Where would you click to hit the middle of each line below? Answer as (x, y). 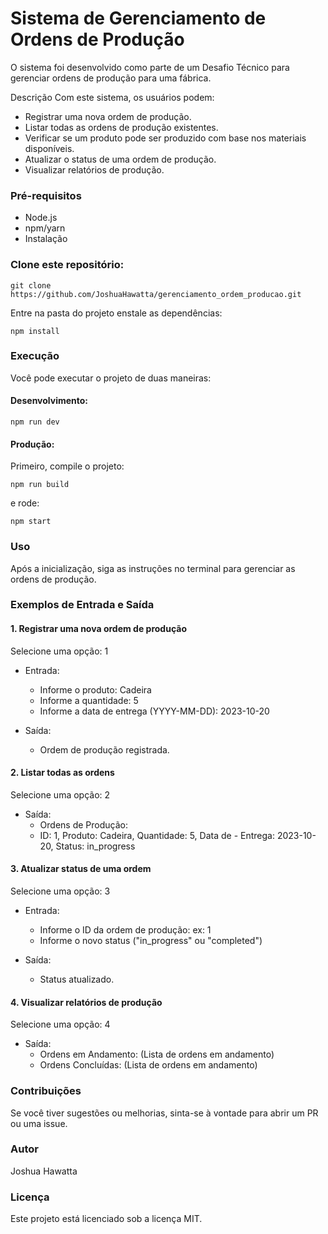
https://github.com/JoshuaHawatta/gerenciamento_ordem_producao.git (156, 294)
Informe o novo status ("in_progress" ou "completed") (151, 941)
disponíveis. (49, 148)
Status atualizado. (77, 979)
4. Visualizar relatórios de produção (86, 1002)
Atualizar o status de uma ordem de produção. (120, 159)
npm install (35, 331)
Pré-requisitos (46, 195)
